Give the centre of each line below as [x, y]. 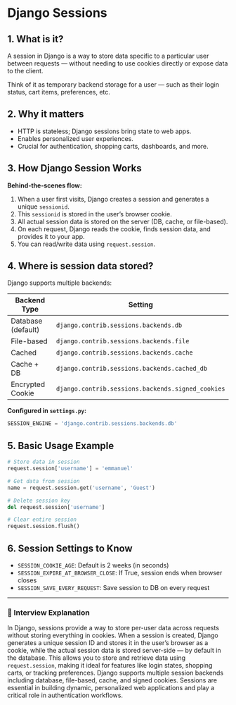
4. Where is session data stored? [80, 266]
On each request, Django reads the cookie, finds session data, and [114, 229]
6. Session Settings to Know [70, 548]
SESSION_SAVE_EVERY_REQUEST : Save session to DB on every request [113, 587]
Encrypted [28, 384]
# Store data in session [44, 462]
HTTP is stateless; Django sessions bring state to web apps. [104, 131]
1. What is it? [35, 39]
